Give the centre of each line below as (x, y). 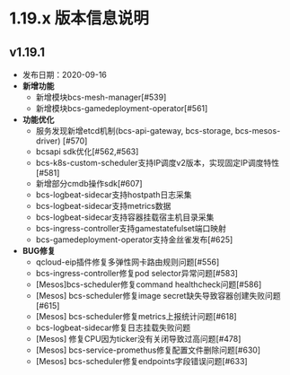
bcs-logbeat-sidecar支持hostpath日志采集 (114, 195)
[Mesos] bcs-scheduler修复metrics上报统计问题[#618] (136, 316)
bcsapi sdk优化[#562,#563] (87, 152)
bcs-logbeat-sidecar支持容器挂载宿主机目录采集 (125, 217)
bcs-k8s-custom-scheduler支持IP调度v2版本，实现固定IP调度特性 (158, 163)
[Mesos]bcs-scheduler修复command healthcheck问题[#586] (149, 284)
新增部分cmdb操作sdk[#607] (89, 183)
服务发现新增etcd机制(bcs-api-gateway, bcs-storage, (134, 131)
